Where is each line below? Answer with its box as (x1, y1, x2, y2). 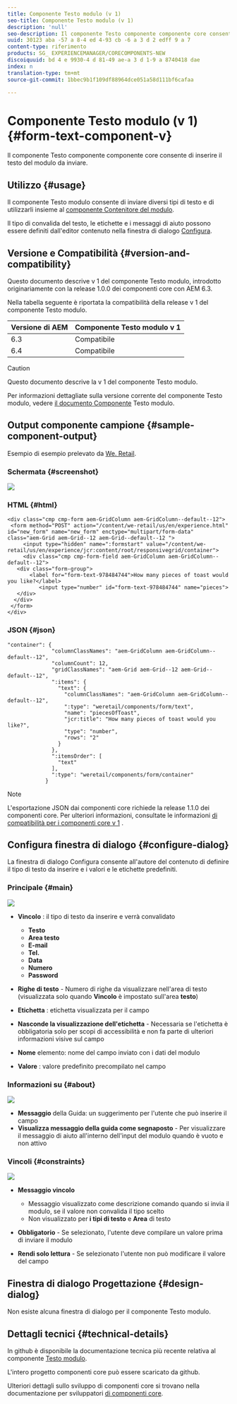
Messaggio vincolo (17, 1186, 75, 1195)
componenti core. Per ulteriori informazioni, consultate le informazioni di (7, 811, 218, 819)
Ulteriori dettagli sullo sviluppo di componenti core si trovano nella (7, 1381, 200, 1390)
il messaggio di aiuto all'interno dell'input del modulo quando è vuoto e (17, 1132, 224, 1140)
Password (28, 971, 59, 979)
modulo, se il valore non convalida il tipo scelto (28, 1207, 164, 1216)
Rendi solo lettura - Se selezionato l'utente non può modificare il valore (17, 1249, 226, 1258)
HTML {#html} (7, 500, 58, 510)
